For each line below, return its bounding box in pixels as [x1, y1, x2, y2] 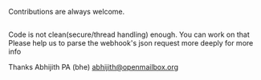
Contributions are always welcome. [8, 7, 125, 16]
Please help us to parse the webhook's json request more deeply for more [8, 38, 254, 48]
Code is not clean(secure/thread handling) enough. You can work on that [8, 30, 251, 39]
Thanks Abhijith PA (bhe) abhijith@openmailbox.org [8, 62, 179, 72]
